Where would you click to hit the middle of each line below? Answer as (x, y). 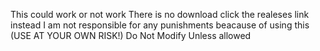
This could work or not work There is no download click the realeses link (160, 14)
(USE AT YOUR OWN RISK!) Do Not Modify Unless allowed (131, 35)
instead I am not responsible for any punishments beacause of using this (160, 25)
